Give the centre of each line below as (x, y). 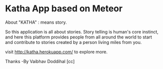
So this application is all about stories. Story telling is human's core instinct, (82, 32)
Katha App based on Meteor (64, 9)
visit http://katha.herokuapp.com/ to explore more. (56, 52)
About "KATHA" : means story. (36, 22)
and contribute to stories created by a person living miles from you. (74, 42)
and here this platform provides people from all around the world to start (79, 37)
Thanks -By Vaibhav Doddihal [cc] (40, 61)
